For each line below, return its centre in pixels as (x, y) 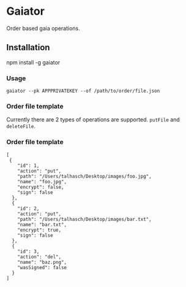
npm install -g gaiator (33, 62)
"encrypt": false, (41, 187)
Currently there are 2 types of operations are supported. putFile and (93, 120)
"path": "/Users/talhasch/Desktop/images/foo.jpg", (84, 176)
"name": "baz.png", (42, 262)
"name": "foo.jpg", (42, 182)
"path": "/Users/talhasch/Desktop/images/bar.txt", (84, 219)
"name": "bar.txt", (42, 224)
